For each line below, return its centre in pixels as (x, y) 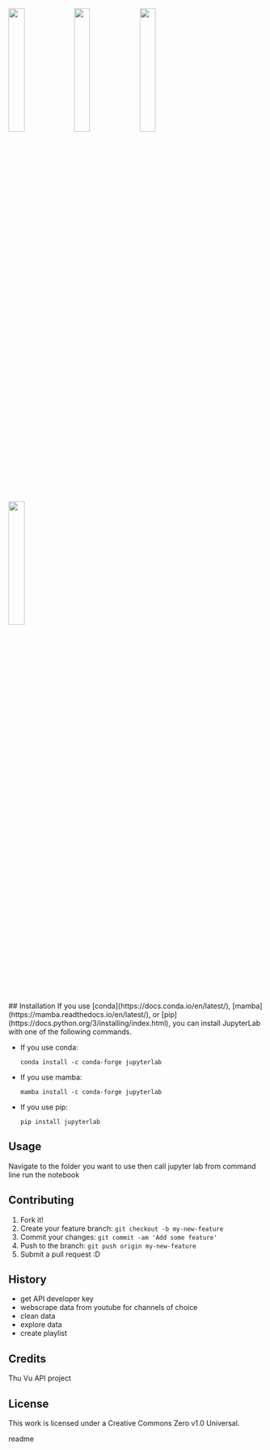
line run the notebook (44, 1174)
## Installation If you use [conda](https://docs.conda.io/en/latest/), (120, 1006)
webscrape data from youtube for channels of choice (109, 1308)
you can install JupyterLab (217, 1023)
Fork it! (32, 1219)
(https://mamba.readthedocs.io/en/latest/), (80, 1014)
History (27, 1280)
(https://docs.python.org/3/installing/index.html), (90, 1023)
